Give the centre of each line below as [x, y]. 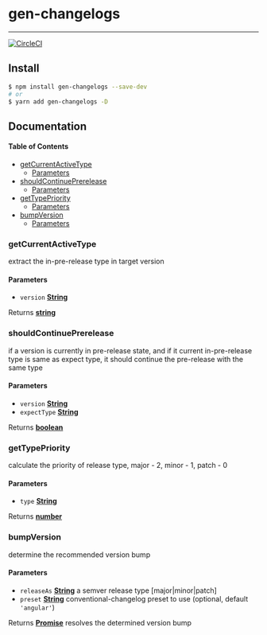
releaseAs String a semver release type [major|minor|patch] [118, 590]
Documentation [48, 126]
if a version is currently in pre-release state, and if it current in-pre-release [130, 350]
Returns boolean [36, 427]
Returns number [35, 516]
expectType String [49, 411]
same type [26, 368]
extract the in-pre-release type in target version [86, 261]
